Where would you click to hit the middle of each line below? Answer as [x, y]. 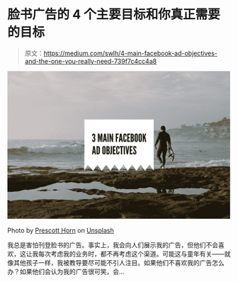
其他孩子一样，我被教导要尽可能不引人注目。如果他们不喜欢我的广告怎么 [119, 262]
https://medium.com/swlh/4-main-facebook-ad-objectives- [131, 53]
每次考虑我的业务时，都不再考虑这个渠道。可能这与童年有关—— [131, 254]
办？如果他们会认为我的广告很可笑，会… [66, 271]
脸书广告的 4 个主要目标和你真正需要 [114, 15]
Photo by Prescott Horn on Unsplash [61, 230]
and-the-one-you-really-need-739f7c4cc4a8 [91, 61]
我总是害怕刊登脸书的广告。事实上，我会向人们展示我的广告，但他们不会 [113, 244]
